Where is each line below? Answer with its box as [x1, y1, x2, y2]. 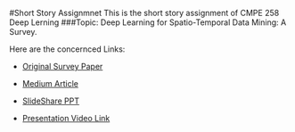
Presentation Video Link [21, 113, 111, 123]
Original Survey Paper [21, 62, 103, 71]
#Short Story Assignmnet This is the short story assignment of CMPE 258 [9, 8, 280, 18]
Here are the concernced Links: [9, 44, 126, 54]
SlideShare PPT [21, 95, 80, 106]
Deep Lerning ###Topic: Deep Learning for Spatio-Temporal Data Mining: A [9, 17, 287, 28]
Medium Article [21, 78, 78, 88]
